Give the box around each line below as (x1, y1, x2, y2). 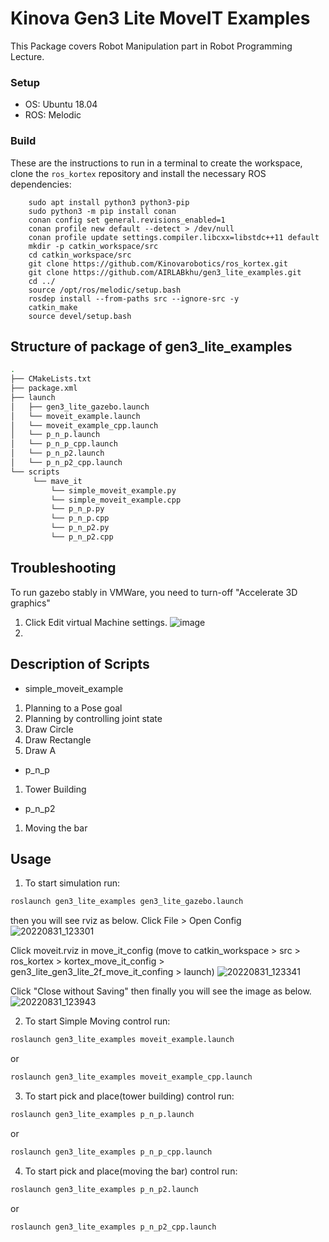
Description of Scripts (10, 656, 150, 673)
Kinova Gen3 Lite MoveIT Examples (10, 7, 311, 30)
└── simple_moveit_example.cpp (50, 495, 182, 505)
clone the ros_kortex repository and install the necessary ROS (10, 167, 267, 179)
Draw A (24, 744, 57, 756)
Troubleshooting (10, 560, 117, 577)
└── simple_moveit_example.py (50, 485, 177, 496)
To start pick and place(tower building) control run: (24, 1090, 235, 1102)
